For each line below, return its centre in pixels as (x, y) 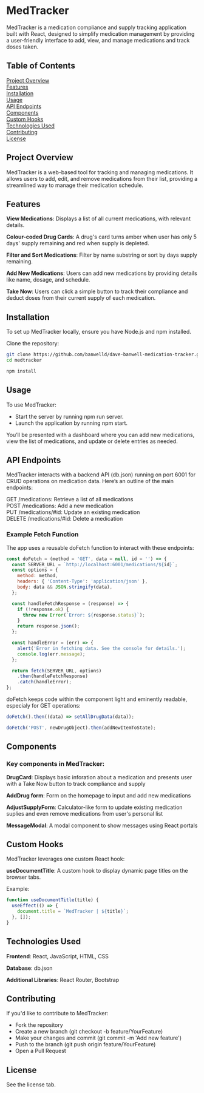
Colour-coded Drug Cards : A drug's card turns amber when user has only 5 (102, 237)
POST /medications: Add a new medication (60, 506)
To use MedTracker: (31, 405)
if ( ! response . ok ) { (43, 609)
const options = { (35, 570)
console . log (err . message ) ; (51, 654)
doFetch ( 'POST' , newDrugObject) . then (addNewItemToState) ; (81, 728)
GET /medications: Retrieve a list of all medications (70, 499)
